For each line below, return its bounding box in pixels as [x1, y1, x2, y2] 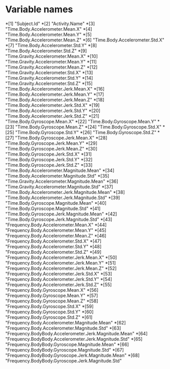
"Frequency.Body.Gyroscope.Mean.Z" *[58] [5, 298, 98, 304]
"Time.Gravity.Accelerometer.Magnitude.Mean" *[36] [5, 178, 119, 184]
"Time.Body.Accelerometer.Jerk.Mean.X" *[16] [5, 85, 105, 92]
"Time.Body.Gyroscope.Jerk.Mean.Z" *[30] [5, 145, 98, 151]
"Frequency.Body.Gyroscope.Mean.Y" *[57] [5, 292, 98, 298]
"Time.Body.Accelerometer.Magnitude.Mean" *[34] [5, 167, 115, 173]
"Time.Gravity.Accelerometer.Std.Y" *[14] [5, 75, 93, 81]
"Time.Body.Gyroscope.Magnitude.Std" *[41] [5, 205, 101, 211]
